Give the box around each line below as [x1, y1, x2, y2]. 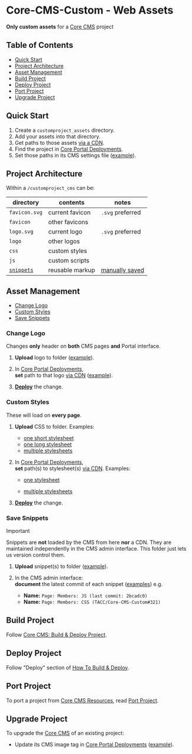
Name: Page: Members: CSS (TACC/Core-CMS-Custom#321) [23, 598, 161, 606]
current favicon [48, 208, 91, 216]
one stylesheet [23, 476, 60, 483]
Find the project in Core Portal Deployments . [14, 145, 123, 153]
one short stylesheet [23, 434, 74, 441]
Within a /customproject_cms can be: [6, 185, 95, 192]
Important [6, 528, 30, 535]
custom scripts [48, 257, 90, 265]
